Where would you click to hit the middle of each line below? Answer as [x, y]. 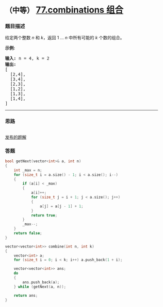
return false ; [28, 233]
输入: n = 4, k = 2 [27, 58]
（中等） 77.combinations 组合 [64, 10]
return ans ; [26, 295]
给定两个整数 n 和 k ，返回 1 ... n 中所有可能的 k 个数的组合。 [65, 38]
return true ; [44, 215]
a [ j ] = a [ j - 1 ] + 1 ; [61, 206]
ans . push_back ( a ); [41, 282]
